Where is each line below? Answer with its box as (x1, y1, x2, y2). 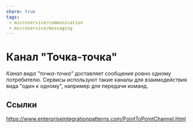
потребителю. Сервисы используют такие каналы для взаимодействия (6, 76, 188, 83)
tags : (6, 14, 20, 20)
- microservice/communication (8, 19, 83, 25)
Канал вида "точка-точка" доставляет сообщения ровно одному (6, 70, 172, 77)
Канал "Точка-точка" (6, 51, 117, 64)
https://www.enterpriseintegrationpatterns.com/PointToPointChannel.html (6, 116, 186, 122)
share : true (6, 8, 36, 15)
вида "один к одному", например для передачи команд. (6, 83, 149, 90)
